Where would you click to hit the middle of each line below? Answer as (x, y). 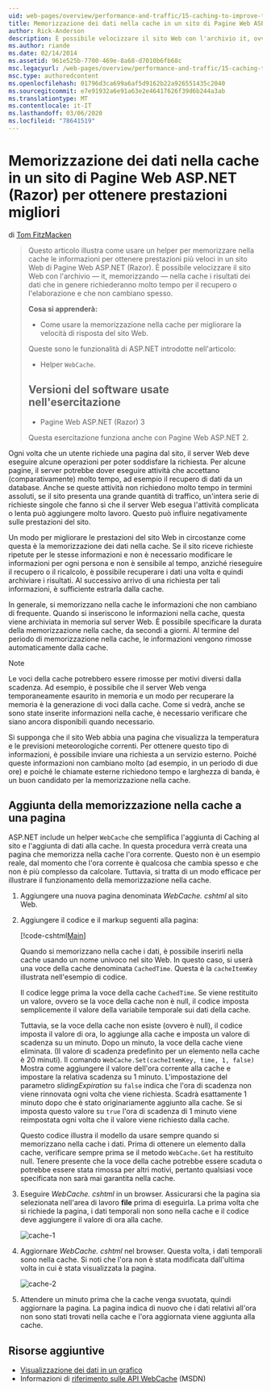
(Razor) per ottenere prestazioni (118, 195)
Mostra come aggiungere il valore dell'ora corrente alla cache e (125, 1068)
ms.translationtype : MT (48, 98)
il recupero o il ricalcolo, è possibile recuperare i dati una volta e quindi (126, 572)
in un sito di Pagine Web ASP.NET (123, 178)
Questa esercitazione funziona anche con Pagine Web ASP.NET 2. (138, 438)
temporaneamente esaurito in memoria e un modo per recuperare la (121, 696)
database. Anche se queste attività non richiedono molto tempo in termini (130, 487)
